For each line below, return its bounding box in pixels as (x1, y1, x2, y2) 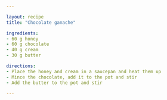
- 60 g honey (6, 36, 39, 42)
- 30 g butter (6, 52, 42, 58)
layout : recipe (6, 14, 44, 20)
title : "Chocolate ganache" (6, 19, 76, 26)
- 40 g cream (6, 47, 39, 53)
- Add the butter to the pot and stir (6, 80, 103, 86)
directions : (6, 63, 36, 69)
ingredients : (6, 30, 39, 36)
